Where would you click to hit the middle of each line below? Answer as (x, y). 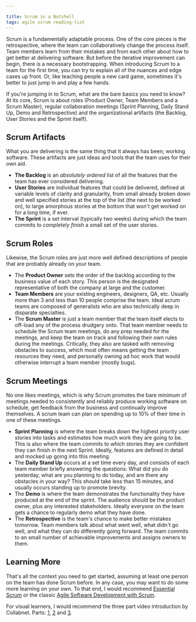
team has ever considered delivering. (59, 181)
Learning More (33, 562)
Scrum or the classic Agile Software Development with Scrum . (81, 595)
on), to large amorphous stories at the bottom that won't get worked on (100, 207)
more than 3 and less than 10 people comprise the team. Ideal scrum (97, 300)
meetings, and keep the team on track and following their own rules (96, 337)
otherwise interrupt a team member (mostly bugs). (75, 363)
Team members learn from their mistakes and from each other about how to (97, 51)
